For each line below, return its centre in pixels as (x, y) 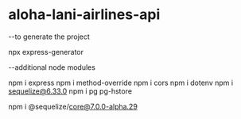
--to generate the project (49, 36)
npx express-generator (46, 52)
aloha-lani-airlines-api (84, 15)
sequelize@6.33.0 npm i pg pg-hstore (70, 91)
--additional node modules (52, 67)
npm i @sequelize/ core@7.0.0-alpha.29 (73, 106)
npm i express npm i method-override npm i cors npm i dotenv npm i (120, 83)
